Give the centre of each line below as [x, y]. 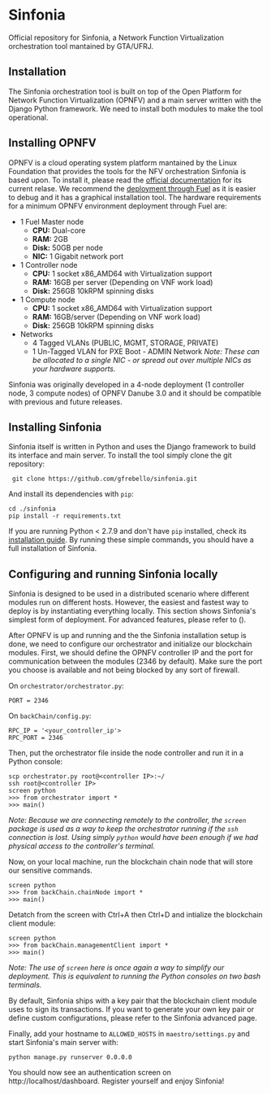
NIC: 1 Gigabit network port [78, 256]
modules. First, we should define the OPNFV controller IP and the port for [131, 653]
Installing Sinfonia [55, 427]
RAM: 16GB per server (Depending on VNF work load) [123, 282]
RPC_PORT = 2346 [36, 738]
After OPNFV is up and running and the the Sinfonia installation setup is [127, 636]
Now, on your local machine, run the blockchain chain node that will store [131, 862]
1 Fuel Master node [52, 221]
